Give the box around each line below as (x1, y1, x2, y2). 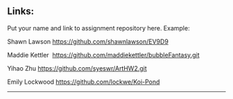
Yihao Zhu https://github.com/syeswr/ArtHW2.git (7, 64, 147, 72)
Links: (7, 6, 35, 17)
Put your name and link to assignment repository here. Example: (7, 24, 190, 32)
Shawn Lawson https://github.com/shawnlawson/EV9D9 (7, 37, 169, 46)
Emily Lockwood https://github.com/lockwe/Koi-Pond (7, 78, 160, 86)
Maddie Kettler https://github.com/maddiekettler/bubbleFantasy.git (7, 51, 200, 59)
